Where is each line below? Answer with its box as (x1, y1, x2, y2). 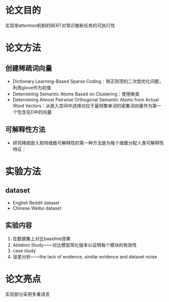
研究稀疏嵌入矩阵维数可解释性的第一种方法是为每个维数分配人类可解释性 (12, 140, 164, 146)
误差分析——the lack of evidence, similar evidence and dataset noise (12, 253, 157, 259)
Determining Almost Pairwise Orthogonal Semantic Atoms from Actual (12, 96, 159, 103)
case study (12, 247, 37, 254)
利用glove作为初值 (12, 84, 51, 90)
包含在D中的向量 (17, 109, 52, 115)
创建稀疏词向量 (5, 64, 52, 73)
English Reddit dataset (12, 199, 60, 206)
